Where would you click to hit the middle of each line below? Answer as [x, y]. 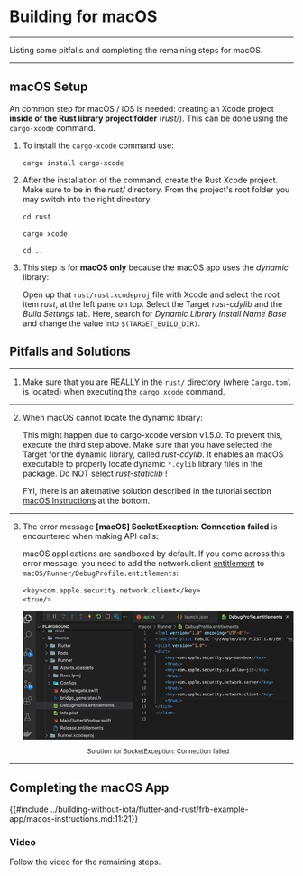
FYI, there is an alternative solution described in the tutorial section [147, 490]
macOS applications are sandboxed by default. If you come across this [154, 554]
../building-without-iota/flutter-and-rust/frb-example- [150, 809]
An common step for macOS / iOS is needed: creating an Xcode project [142, 108]
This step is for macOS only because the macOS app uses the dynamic [155, 267]
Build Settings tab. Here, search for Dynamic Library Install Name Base [154, 313]
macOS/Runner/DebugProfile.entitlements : [100, 573]
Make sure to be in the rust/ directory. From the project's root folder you [156, 189]
